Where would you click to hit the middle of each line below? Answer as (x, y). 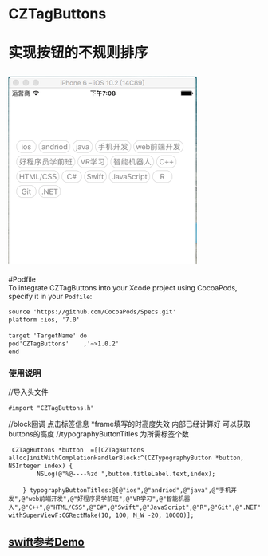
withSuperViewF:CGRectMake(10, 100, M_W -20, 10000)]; (101, 515)
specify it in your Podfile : (50, 297)
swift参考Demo (47, 542)
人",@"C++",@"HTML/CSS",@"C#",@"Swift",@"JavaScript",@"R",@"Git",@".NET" (134, 507)
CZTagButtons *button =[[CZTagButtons (78, 450)
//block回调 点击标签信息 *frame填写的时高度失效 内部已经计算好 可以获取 (130, 424)
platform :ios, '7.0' (44, 320)
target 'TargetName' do (48, 336)
